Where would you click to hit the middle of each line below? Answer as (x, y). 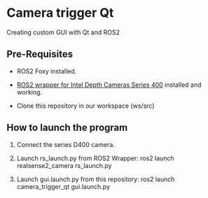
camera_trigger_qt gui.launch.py (63, 186)
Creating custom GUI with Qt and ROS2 (63, 32)
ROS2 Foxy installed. (47, 71)
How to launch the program (67, 128)
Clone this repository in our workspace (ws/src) (85, 106)
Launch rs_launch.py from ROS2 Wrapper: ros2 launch (95, 158)
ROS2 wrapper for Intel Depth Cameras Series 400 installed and (109, 85)
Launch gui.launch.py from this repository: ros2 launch (96, 179)
